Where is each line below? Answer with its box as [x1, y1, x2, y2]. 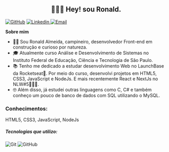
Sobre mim [5, 29, 29, 35]
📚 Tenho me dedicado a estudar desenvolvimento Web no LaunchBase [12, 62, 164, 69]
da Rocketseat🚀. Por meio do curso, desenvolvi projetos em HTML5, [12, 70, 157, 76]
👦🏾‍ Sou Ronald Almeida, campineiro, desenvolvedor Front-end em [12, 38, 153, 45]
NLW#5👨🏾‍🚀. [12, 81, 39, 87]
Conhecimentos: [5, 105, 48, 112]
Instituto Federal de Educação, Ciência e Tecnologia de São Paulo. [12, 57, 153, 63]
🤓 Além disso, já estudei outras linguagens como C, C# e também [12, 86, 152, 93]
